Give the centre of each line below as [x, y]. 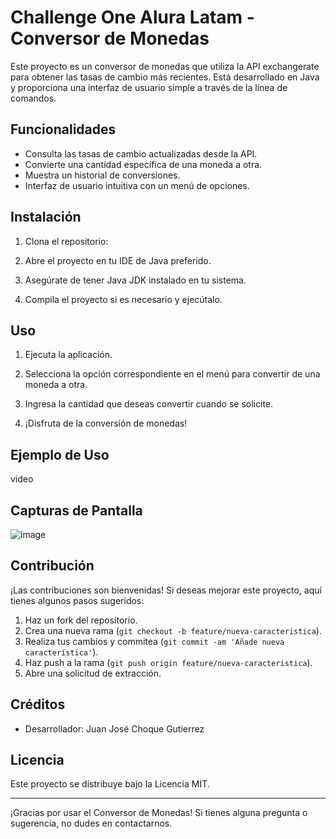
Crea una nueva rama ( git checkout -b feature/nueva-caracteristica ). [173, 630]
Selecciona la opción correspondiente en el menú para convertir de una [172, 374]
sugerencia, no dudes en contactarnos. [91, 823]
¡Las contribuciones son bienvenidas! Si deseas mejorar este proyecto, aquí [166, 590]
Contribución [52, 566]
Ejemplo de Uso [60, 454]
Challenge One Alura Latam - [132, 17]
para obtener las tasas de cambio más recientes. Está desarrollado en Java [165, 77]
